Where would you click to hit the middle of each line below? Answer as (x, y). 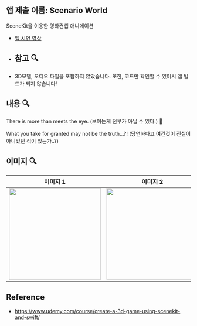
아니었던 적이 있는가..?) (32, 141)
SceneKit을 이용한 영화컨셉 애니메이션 (50, 26)
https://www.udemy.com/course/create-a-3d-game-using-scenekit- (97, 311)
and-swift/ (27, 317)
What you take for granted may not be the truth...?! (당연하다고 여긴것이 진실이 (98, 134)
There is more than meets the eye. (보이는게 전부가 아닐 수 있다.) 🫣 (84, 121)
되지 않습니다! (41, 83)
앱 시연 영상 (28, 38)
